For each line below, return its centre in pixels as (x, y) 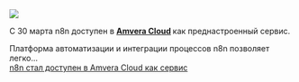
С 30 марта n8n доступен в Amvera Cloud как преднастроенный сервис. (150, 31)
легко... (24, 58)
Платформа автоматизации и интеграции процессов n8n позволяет (140, 48)
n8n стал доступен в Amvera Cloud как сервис (99, 68)
